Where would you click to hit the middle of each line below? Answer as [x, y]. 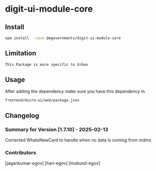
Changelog [22, 115]
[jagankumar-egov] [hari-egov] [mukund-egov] [53, 163]
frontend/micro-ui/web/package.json [42, 100]
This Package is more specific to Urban [47, 64]
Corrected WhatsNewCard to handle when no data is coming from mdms [78, 140]
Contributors [21, 152]
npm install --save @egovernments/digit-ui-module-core [63, 38]
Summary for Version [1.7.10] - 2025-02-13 [57, 129]
